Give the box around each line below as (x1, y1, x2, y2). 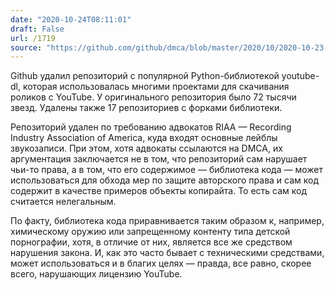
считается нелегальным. (10, 196, 117, 208)
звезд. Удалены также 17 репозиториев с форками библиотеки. (10, 102, 283, 114)
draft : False (10, 24, 65, 34)
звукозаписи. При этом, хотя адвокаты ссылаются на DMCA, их (10, 142, 283, 155)
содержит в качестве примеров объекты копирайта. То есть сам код (10, 185, 308, 197)
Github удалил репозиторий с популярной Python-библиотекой (10, 70, 280, 82)
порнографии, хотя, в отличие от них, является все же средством (10, 236, 293, 248)
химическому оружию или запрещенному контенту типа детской (10, 226, 291, 238)
